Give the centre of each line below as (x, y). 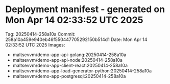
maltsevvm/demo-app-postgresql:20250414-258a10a (69, 76)
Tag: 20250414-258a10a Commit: (40, 34)
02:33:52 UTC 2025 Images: (35, 45)
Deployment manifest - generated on (85, 9)
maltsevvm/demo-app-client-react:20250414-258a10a (70, 65)
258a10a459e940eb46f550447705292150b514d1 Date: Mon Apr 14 (76, 39)
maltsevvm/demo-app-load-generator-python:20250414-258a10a (82, 71)
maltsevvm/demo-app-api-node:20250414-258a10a (67, 60)
